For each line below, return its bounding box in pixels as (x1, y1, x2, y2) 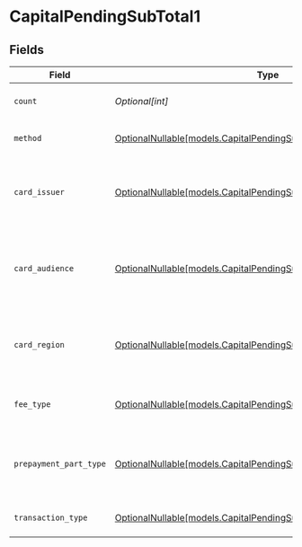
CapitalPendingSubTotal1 (9, 6, 201, 27)
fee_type (13, 400, 51, 410)
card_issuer (13, 187, 66, 197)
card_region (13, 340, 66, 349)
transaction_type (13, 513, 88, 523)
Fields (9, 42, 45, 57)
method (13, 133, 42, 143)
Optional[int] (114, 95, 169, 107)
